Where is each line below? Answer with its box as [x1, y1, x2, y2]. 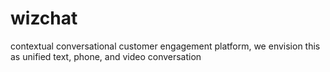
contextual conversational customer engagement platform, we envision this [10, 40, 321, 52]
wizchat [10, 7, 78, 30]
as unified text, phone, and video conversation [10, 50, 202, 62]
